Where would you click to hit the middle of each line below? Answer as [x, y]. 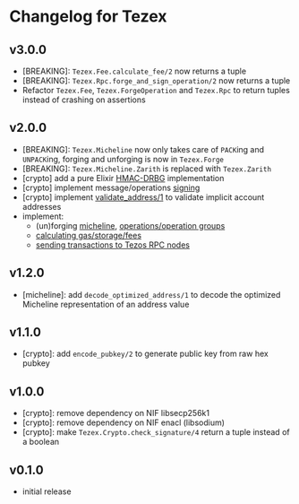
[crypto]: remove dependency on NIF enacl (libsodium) [124, 422]
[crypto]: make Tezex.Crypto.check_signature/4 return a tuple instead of [156, 432]
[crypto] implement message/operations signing [111, 187]
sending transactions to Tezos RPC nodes [113, 245]
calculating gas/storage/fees [88, 235]
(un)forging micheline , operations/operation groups [130, 225]
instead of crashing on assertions [84, 100]
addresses [42, 206]
